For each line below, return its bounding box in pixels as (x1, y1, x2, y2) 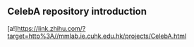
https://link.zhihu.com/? (17, 24, 86, 32)
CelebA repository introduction (7, 6, 147, 18)
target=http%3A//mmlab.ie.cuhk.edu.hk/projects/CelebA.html (7, 32, 187, 40)
